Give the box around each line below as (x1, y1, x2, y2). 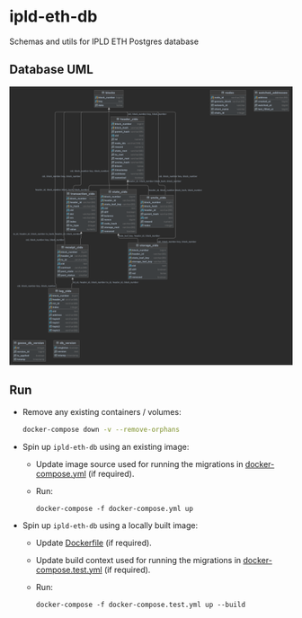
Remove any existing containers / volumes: (22, 406, 182, 417)
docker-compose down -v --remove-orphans (22, 425, 181, 434)
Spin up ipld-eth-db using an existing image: (22, 441, 190, 452)
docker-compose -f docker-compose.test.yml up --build (35, 600, 245, 609)
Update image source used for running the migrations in (35, 458, 244, 469)
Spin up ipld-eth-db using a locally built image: (22, 519, 199, 531)
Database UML (9, 62, 94, 77)
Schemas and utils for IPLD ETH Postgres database (9, 36, 200, 47)
